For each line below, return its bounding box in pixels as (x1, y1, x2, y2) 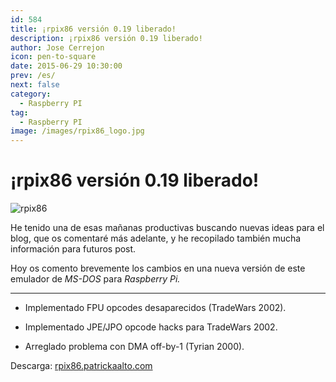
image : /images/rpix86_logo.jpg (10, 126, 145, 136)
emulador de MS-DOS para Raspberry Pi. (10, 273, 181, 285)
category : (10, 89, 52, 99)
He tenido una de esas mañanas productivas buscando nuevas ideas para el (10, 222, 325, 234)
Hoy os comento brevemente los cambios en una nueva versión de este (10, 262, 306, 275)
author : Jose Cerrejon (10, 42, 105, 53)
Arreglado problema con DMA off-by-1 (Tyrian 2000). (24, 341, 245, 353)
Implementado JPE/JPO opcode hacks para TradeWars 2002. (24, 321, 278, 333)
